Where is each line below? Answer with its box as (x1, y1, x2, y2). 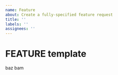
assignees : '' (5, 26, 36, 31)
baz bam (5, 65, 24, 71)
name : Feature (5, 7, 36, 13)
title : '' (5, 17, 27, 22)
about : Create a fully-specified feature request (5, 12, 113, 17)
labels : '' (5, 21, 29, 27)
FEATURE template (5, 48, 87, 60)
